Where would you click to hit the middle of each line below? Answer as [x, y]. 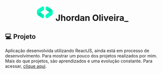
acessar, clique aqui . [26, 66]
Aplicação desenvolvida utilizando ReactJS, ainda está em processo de [77, 51]
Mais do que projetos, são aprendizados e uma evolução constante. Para [79, 61]
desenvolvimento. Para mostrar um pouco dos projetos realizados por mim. [81, 56]
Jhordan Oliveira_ [92, 18]
